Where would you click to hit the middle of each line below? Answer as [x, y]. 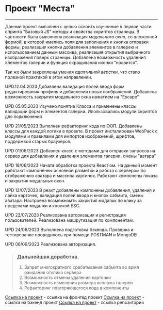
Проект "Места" [40, 8]
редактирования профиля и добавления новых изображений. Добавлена [81, 91]
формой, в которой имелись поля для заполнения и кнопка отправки [77, 42]
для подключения [24, 116]
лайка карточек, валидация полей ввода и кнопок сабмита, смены [74, 195]
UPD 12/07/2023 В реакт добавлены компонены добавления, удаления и [80, 190]
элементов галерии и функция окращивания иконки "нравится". [72, 62]
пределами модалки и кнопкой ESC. [43, 205]
